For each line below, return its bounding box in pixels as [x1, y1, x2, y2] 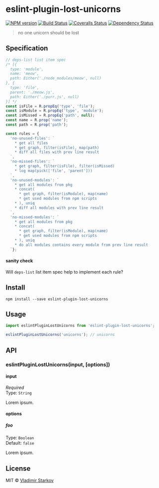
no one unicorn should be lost [17, 29, 79, 35]
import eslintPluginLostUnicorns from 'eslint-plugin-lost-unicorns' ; [5, 323, 155, 328]
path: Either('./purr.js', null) [10, 94, 79, 99]
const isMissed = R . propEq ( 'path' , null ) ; [5, 113, 95, 118]
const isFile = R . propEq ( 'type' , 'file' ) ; [5, 104, 95, 109]
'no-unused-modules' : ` [10, 177, 59, 182]
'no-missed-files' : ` [10, 159, 55, 164]
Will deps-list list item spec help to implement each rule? [5, 269, 123, 275]
